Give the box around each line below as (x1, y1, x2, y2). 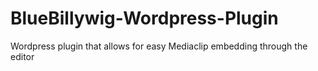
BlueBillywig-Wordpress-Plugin (10, 7, 279, 30)
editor (10, 50, 35, 62)
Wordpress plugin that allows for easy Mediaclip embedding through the (10, 40, 308, 52)
